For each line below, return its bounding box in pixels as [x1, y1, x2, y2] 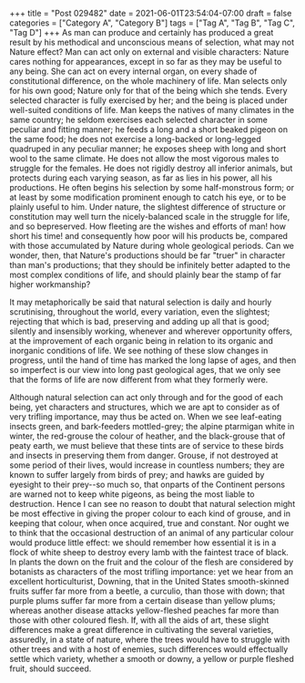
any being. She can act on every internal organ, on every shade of [9, 66, 258, 77]
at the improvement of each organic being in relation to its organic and [9, 336, 273, 346]
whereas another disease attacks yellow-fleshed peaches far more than [9, 605, 280, 616]
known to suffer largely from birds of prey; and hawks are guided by [9, 470, 265, 480]
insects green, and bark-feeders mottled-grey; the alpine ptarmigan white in [9, 421, 295, 431]
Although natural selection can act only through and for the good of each [9, 392, 284, 402]
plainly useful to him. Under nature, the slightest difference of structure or [9, 202, 287, 212]
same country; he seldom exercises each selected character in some [9, 114, 269, 125]
